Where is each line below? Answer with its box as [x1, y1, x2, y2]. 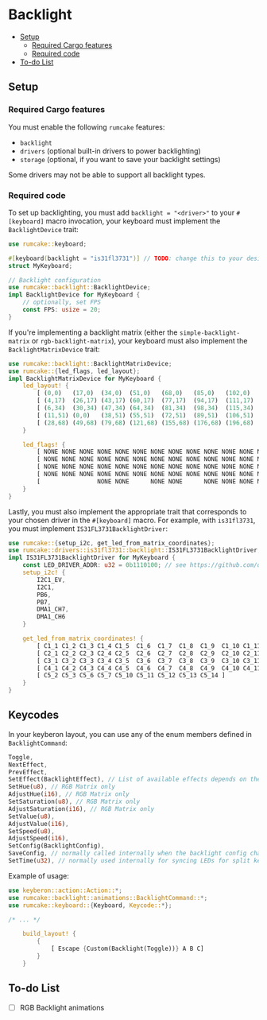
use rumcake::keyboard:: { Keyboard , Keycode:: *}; [8, 901, 172, 909]
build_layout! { [22, 930, 77, 938]
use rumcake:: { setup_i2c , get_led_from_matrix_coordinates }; [8, 539, 215, 547]
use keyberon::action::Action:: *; [8, 886, 123, 894]
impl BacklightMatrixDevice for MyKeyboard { [8, 374, 161, 382]
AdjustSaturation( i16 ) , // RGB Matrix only [8, 805, 155, 813]
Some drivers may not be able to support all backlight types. [8, 169, 206, 180]
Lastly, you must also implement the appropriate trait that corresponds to [8, 506, 247, 516]
